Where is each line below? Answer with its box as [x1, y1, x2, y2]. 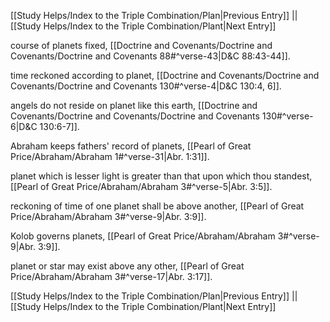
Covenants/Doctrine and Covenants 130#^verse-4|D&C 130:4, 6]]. [10, 80, 282, 92]
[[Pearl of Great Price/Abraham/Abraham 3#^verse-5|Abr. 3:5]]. [10, 181, 273, 192]
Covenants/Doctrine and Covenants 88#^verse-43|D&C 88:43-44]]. [10, 50, 291, 62]
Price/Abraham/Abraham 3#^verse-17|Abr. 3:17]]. [10, 271, 213, 282]
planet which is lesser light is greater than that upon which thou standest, [10, 170, 313, 182]
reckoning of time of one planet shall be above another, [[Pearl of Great [10, 200, 305, 212]
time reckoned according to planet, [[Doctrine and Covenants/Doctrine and [10, 70, 320, 81]
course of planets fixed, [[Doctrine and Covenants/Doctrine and [10, 40, 273, 51]
